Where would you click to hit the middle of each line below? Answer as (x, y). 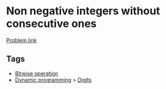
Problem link (21, 40)
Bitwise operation (36, 73)
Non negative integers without (83, 11)
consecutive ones (51, 24)
